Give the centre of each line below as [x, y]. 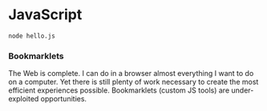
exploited [24, 99]
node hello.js [32, 36]
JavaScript [45, 15]
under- [243, 90]
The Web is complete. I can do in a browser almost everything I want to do [131, 73]
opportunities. [63, 99]
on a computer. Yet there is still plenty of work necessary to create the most [133, 82]
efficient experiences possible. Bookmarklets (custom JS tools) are [119, 90]
